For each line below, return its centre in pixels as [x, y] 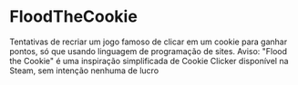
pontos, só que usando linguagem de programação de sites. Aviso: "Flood [149, 51]
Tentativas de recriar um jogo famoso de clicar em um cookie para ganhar [149, 42]
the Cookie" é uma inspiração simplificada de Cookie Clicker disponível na [149, 61]
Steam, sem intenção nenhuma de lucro [84, 71]
